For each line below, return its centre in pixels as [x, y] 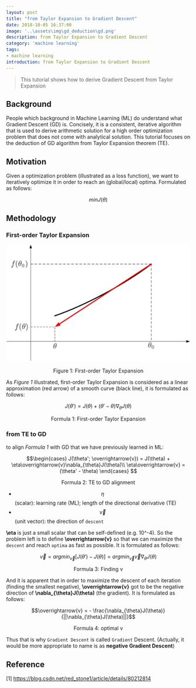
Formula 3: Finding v [98, 569]
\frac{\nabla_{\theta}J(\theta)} [129, 610]
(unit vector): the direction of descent [59, 521]
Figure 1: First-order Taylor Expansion [98, 371]
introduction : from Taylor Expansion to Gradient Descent [78, 62]
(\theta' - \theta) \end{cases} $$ [98, 471]
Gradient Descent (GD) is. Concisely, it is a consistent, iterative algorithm [94, 125]
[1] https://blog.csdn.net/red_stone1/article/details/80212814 [78, 679]
